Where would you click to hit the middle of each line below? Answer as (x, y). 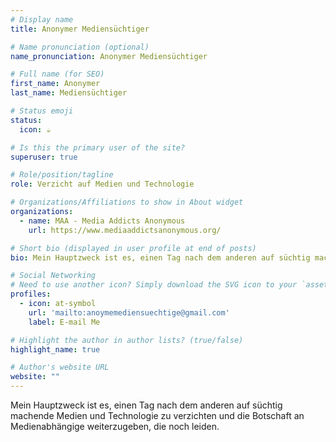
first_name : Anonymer (55, 84)
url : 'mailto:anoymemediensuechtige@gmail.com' (129, 312)
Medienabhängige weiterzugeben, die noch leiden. (115, 426)
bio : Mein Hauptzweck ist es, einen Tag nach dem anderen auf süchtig (160, 257)
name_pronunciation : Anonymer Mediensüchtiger (109, 56)
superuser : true (44, 157)
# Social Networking (53, 276)
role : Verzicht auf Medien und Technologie (102, 184)
